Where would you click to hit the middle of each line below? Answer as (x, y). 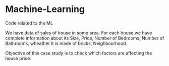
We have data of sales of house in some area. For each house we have (79, 32)
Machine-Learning (45, 9)
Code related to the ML (29, 23)
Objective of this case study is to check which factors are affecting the (79, 53)
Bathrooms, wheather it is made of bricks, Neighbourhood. (66, 43)
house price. (18, 58)
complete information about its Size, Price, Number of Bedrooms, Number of (85, 38)
